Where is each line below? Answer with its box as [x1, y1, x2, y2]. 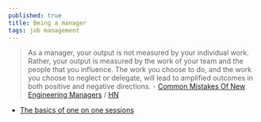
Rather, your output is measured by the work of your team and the [27, 56, 244, 66]
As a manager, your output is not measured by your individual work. [27, 48, 250, 58]
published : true [8, 11, 62, 20]
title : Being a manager [8, 19, 87, 27]
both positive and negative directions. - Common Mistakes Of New [27, 82, 246, 91]
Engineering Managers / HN [27, 90, 119, 100]
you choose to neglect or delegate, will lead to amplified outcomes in [27, 73, 254, 83]
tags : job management [8, 26, 80, 34]
